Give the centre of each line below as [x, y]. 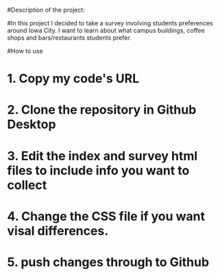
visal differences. [58, 230]
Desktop [32, 124]
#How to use [25, 51]
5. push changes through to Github [108, 262]
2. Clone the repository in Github [102, 110]
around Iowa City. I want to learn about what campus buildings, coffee [106, 30]
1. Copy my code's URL [73, 79]
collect [27, 185]
